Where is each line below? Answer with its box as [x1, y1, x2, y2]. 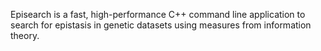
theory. [10, 30, 40, 41]
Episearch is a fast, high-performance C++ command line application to [10, 9, 306, 20]
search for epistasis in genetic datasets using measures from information [10, 19, 312, 31]
